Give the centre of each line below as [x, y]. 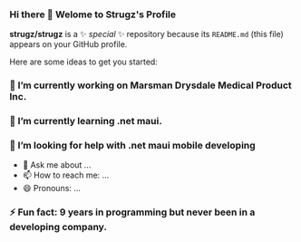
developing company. [58, 227]
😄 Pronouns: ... [52, 189]
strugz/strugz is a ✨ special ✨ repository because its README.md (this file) [146, 34]
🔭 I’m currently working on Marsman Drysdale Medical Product [150, 85]
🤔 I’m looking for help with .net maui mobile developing [132, 146]
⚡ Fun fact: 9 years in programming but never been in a [132, 212]
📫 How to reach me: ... [66, 175]
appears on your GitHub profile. [68, 44]
